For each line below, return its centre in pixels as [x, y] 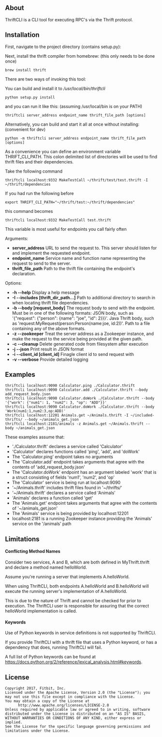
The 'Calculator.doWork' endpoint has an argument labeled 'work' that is [84, 472]
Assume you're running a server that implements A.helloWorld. [67, 577]
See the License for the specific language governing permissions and [78, 727]
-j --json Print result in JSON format [48, 349]
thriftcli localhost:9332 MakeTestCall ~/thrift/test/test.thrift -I [77, 180]
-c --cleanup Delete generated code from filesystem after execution [80, 344]
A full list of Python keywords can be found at [50, 657]
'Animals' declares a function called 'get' [52, 498]
